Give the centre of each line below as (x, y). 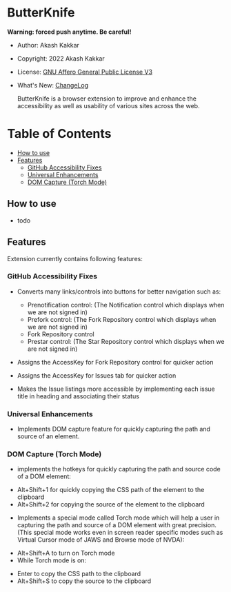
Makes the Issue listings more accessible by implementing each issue (116, 389)
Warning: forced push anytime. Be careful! (69, 32)
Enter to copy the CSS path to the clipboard (79, 574)
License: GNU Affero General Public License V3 (85, 72)
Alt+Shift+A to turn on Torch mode (66, 553)
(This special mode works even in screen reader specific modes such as (120, 533)
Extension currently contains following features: (75, 258)
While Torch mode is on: (52, 560)
